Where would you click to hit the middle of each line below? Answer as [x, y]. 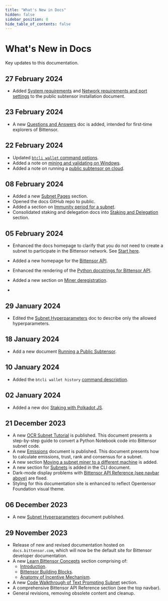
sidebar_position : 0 [27, 19]
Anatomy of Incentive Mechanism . [56, 577]
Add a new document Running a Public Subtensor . [64, 351]
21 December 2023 [36, 423]
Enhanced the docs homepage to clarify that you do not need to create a [88, 246]
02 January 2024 [33, 396]
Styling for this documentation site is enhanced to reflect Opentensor [84, 484]
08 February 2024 [34, 184]
